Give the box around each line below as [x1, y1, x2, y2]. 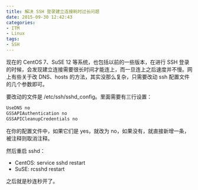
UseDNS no [6, 104, 31, 111]
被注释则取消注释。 [6, 135, 53, 142]
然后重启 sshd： [6, 147, 46, 154]
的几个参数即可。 [6, 80, 48, 87]
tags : [6, 36, 20, 42]
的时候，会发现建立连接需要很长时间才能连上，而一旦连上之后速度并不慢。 [6, 65, 187, 73]
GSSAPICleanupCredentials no [6, 116, 78, 122]
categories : [6, 19, 35, 25]
